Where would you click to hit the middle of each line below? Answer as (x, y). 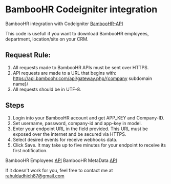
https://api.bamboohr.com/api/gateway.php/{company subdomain (82, 78)
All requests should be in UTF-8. (47, 89)
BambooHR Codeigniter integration (81, 9)
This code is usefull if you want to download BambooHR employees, (77, 33)
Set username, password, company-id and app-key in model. (77, 123)
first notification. (30, 150)
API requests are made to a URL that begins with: (65, 73)
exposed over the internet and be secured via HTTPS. (69, 134)
